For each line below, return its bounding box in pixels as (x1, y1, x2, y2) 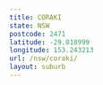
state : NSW (9, 21, 50, 30)
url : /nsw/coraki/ (9, 54, 78, 63)
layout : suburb (9, 63, 66, 72)
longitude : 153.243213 (9, 46, 94, 55)
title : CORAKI (9, 12, 63, 22)
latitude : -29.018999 (9, 37, 90, 47)
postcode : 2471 (9, 29, 66, 38)
